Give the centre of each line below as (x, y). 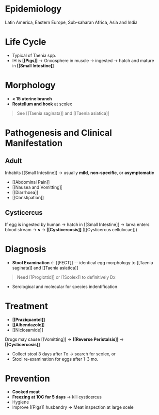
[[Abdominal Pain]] (31, 182)
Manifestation (34, 143)
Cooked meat (26, 392)
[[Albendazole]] (28, 325)
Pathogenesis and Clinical (59, 133)
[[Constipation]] (28, 197)
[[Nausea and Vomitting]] (37, 187)
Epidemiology (33, 9)
